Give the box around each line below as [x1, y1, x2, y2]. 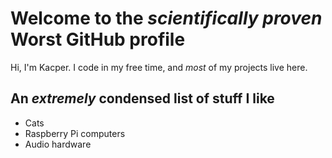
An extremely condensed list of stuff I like [10, 90, 275, 107]
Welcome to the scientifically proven [10, 7, 323, 30]
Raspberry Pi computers [24, 127, 126, 139]
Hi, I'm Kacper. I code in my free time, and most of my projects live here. [10, 61, 308, 73]
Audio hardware [24, 138, 92, 150]
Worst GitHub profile [10, 28, 186, 51]
